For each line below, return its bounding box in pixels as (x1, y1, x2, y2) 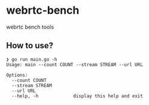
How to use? (6, 41, 54, 51)
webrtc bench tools (6, 23, 54, 30)
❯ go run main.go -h (6, 56, 58, 63)
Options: (6, 72, 28, 78)
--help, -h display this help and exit (11, 93, 144, 99)
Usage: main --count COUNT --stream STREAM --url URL (6, 61, 144, 67)
